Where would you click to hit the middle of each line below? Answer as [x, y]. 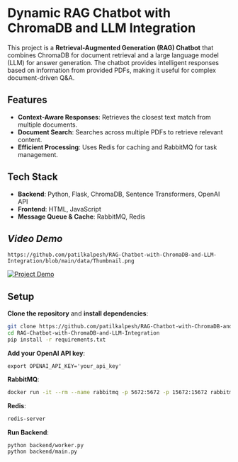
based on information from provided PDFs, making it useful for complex [112, 70]
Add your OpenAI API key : [46, 353]
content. [30, 139]
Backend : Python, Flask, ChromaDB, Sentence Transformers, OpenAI [119, 194]
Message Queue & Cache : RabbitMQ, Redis [81, 216]
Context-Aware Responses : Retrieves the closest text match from [114, 117]
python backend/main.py [42, 452]
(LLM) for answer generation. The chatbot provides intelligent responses [113, 62]
